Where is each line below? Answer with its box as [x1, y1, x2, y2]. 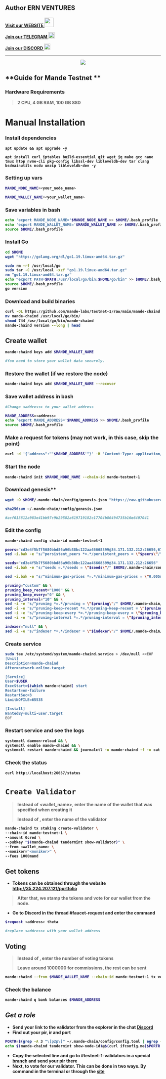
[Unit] [5, 656, 19, 661]
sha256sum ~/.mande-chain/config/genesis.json [5, 506, 103, 511]
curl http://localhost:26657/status [5, 771, 81, 776]
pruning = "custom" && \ [5, 583, 52, 588]
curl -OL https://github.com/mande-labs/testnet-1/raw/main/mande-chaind [5, 309, 161, 314]
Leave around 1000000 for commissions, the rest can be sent [17, 965, 147, 971]
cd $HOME [5, 250, 23, 255]
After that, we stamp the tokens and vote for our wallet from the [17, 895, 151, 901]
